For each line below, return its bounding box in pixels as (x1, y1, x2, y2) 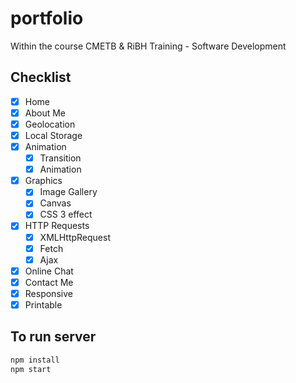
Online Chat (24, 265, 74, 277)
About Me (24, 107, 67, 119)
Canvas (39, 197, 72, 209)
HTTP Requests (24, 220, 90, 232)
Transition (39, 152, 82, 164)
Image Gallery (39, 186, 98, 198)
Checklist (10, 69, 72, 86)
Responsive (24, 287, 73, 299)
